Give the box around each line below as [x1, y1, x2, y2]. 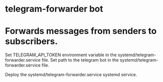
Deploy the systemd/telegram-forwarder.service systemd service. [5, 72, 137, 78]
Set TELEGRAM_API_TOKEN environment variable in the [5, 52, 117, 58]
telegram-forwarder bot [5, 3, 104, 15]
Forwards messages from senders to [5, 26, 157, 37]
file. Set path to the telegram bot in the [41, 57, 119, 63]
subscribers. [5, 36, 58, 47]
